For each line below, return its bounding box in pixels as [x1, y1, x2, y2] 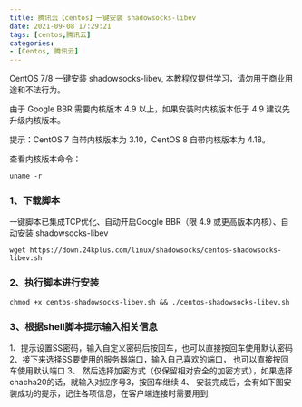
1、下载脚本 [9, 194, 61, 207]
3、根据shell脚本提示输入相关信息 [9, 320, 159, 333]
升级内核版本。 [9, 115, 65, 126]
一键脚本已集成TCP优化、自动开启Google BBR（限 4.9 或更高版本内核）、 [9, 217, 281, 228]
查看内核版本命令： [9, 153, 82, 164]
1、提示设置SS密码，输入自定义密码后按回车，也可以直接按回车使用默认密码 [9, 343, 293, 354]
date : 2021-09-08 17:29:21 [9, 22, 112, 31]
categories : [9, 38, 54, 48]
